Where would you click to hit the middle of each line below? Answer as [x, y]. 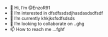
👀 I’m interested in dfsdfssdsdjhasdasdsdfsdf [56, 13]
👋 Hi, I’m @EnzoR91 [30, 8]
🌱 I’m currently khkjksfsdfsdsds [42, 18]
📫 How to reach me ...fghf [37, 29]
